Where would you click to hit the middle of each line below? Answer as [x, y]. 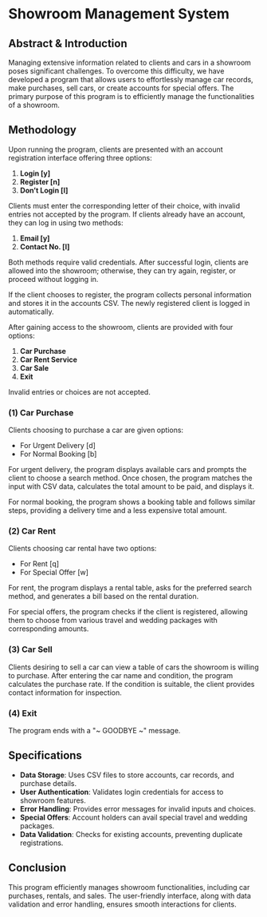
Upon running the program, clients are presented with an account [116, 149]
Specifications [45, 756]
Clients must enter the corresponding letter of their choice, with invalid [124, 205]
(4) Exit [23, 713]
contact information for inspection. [65, 693]
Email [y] [35, 238]
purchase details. [48, 783]
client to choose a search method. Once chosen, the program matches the [130, 478]
